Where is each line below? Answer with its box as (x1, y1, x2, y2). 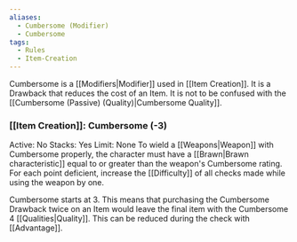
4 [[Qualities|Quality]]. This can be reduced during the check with (9, 214, 251, 224)
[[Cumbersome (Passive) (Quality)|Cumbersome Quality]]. (9, 98, 222, 107)
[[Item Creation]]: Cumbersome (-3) (9, 119, 167, 131)
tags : (9, 37, 29, 47)
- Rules (17, 46, 46, 55)
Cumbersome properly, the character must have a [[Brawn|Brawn (9, 149, 249, 160)
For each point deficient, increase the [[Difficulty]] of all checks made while (9, 168, 286, 178)
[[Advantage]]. (9, 222, 63, 233)
